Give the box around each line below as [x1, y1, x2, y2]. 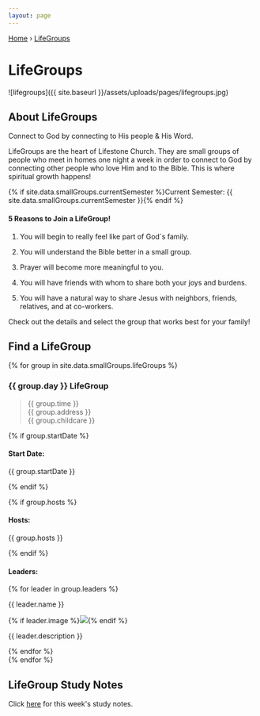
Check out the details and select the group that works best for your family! [8, 316, 251, 326]
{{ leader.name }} [8, 599, 65, 609]
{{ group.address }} [27, 407, 92, 416]
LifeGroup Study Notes [8, 678, 124, 691]
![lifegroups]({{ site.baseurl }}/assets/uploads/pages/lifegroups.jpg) [8, 87, 229, 97]
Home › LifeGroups [8, 33, 70, 43]
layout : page [8, 11, 51, 20]
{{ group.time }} [27, 398, 79, 408]
